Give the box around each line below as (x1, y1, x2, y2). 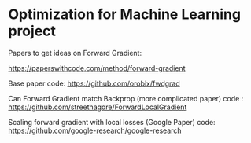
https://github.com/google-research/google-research (8, 126, 183, 135)
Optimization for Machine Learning (8, 5, 242, 24)
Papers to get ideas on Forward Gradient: (8, 48, 142, 57)
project (8, 22, 57, 40)
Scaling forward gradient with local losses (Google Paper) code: (8, 117, 216, 126)
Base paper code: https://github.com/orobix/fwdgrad (8, 79, 180, 88)
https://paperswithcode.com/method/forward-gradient (8, 63, 186, 72)
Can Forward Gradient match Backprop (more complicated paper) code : (8, 93, 244, 103)
